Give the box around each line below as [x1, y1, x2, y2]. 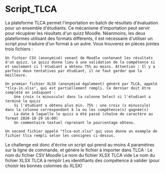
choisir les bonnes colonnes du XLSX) [5, 163, 82, 169]
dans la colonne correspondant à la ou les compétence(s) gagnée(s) [5, 107, 149, 112]
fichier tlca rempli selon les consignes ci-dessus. [5, 133, 116, 138]
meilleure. [5, 72, 28, 77]
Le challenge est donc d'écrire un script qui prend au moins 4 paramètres [5, 141, 155, 147]
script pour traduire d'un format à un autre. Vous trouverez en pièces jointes [5, 40, 160, 46]
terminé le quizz [5, 99, 41, 104]
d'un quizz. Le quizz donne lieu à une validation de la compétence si [5, 60, 155, 65]
